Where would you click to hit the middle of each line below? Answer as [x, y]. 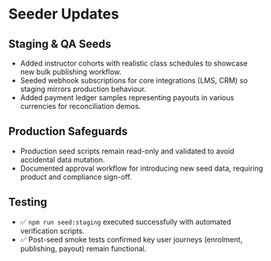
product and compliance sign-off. [76, 177]
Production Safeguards [68, 131]
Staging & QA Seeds [60, 44]
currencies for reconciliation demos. [80, 106]
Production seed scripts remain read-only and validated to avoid [127, 151]
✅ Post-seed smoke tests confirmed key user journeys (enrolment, [131, 239]
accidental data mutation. [62, 159]
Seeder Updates [64, 14]
